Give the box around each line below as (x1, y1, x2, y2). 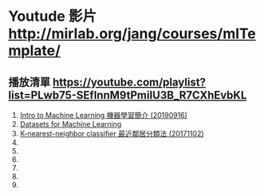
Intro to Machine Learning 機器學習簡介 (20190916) (19, 111, 187, 120)
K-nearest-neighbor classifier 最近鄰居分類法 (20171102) (19, 129, 205, 138)
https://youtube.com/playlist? (52, 75, 206, 88)
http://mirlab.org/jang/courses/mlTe (8, 25, 257, 43)
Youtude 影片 (8, 7, 97, 25)
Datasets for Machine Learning (19, 120, 122, 128)
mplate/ (8, 41, 61, 60)
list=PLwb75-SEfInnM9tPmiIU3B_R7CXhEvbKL (8, 88, 247, 102)
